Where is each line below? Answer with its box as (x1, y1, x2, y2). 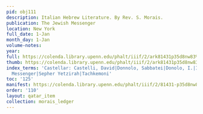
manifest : (6, 82, 31, 88)
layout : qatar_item (6, 93, 56, 99)
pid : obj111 (6, 8, 36, 15)
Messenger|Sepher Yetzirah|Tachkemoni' (11, 71, 112, 77)
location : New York (6, 25, 56, 32)
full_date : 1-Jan (6, 31, 50, 37)
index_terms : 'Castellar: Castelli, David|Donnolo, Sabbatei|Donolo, (6, 65, 185, 71)
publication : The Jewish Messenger (6, 20, 96, 26)
